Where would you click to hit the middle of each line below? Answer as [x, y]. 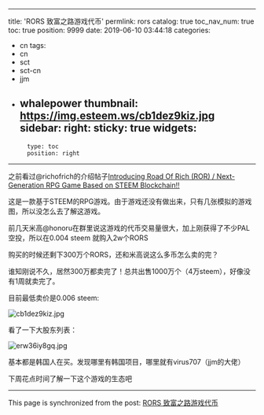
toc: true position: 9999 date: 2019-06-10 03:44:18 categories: [109, 30]
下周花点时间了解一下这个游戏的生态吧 [70, 378]
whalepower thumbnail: [79, 104]
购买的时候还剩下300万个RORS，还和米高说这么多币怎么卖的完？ [114, 254]
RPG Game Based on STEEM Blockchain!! [113, 185]
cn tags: [33, 45]
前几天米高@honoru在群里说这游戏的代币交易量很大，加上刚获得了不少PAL [129, 228]
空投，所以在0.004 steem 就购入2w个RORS [78, 238]
